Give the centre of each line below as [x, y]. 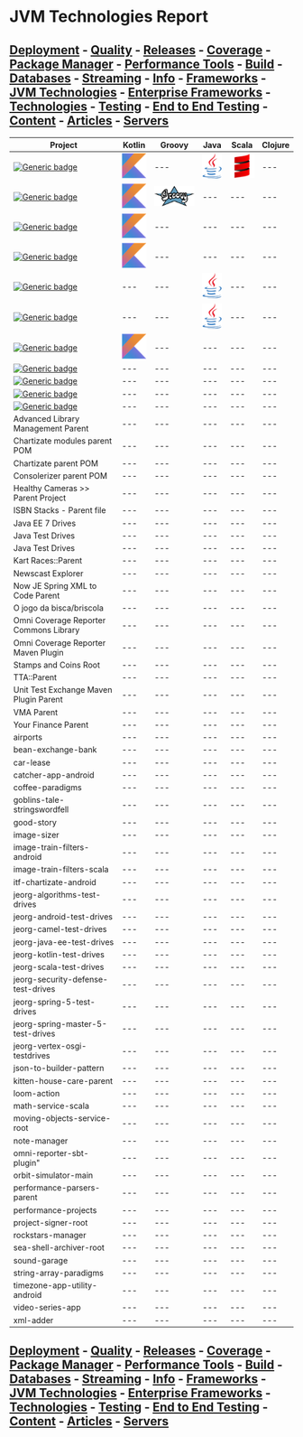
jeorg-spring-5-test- [55, 1002]
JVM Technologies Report [109, 17]
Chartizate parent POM [56, 463]
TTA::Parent [35, 677]
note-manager [41, 1141]
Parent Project [40, 498]
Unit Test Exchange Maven [63, 690]
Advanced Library [46, 419]
